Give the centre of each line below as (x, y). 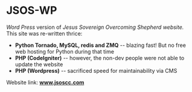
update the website (39, 64)
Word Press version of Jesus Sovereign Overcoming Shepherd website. (95, 27)
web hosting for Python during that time (65, 51)
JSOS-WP (32, 11)
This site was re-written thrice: (44, 33)
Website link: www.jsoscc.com (45, 82)
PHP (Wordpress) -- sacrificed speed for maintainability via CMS (96, 70)
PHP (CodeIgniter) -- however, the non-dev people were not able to (100, 58)
